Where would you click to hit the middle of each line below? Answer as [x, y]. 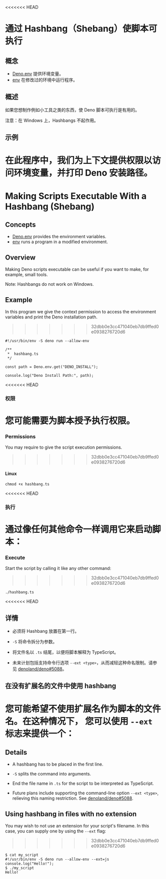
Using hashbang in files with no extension [71, 814]
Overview [21, 257]
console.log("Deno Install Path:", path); [49, 376]
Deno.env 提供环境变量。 [38, 74]
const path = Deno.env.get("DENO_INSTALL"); [52, 367]
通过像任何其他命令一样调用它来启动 [79, 529]
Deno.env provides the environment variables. [59, 237]
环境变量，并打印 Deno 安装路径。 [83, 173]
